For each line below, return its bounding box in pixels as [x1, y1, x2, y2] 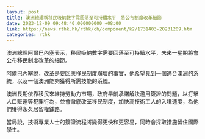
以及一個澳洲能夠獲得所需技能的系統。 [16, 77, 113, 85]
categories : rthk [6, 32, 51, 38]
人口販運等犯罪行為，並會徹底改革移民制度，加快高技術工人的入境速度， [6, 98, 188, 105]
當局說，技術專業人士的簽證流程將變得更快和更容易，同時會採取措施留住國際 [6, 118, 199, 126]
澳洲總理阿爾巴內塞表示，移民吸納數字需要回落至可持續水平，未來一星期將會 [6, 49, 199, 57]
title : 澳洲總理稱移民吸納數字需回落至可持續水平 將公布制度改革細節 [6, 15, 162, 21]
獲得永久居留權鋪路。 [11, 105, 65, 113]
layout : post [6, 9, 40, 15]
